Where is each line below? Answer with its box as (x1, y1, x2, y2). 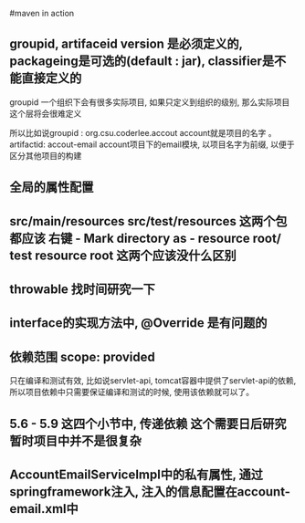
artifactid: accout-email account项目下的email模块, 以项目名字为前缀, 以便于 (9, 139, 295, 150)
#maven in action (9, 8, 75, 18)
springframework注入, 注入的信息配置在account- (9, 484, 290, 499)
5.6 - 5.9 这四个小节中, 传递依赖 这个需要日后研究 (9, 415, 287, 432)
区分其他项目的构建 (9, 150, 82, 161)
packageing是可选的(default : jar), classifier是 (9, 54, 275, 69)
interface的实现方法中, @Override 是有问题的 (9, 315, 268, 331)
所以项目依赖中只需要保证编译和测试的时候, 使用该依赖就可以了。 (9, 387, 254, 398)
